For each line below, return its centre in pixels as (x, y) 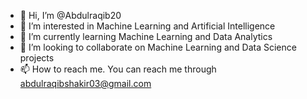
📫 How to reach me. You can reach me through (118, 69)
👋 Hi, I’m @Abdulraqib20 (70, 15)
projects (37, 58)
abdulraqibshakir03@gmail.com (85, 83)
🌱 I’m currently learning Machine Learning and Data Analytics (146, 36)
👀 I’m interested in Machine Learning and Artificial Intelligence (147, 26)
